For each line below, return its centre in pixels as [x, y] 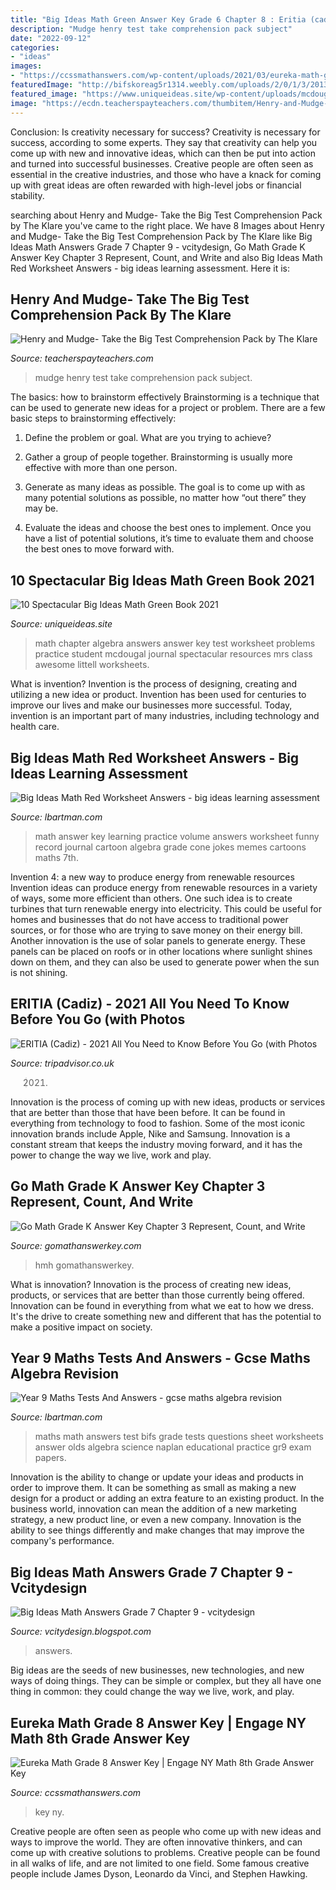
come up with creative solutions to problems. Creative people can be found [165, 1852]
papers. [50, 1458]
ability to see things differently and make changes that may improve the [157, 1530]
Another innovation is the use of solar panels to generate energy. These [158, 940]
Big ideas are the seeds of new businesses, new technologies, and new [157, 1670]
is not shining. [39, 972]
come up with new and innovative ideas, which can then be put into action [163, 153]
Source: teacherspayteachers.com [82, 358]
